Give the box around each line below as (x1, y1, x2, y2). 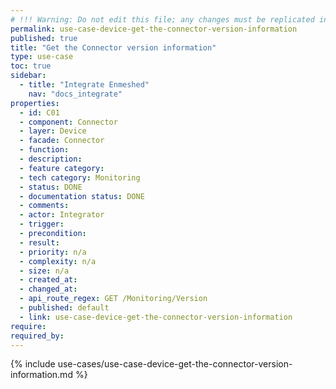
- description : (19, 154, 83, 164)
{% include (10, 358, 56, 370)
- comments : (19, 201, 70, 211)
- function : (19, 145, 70, 155)
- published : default (19, 303, 110, 313)
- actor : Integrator (19, 210, 105, 220)
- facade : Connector (19, 136, 105, 146)
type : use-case (10, 52, 74, 62)
